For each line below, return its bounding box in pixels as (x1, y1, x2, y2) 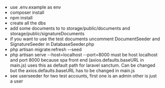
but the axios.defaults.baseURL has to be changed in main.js (9, 68, 135, 74)
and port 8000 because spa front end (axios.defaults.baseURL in (9, 57, 144, 63)
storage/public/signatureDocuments (9, 31, 85, 36)
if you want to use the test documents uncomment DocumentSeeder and (9, 36, 160, 42)
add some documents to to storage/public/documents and (9, 25, 130, 31)
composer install (9, 9, 44, 15)
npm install (9, 15, 33, 20)
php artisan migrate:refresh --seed (9, 47, 82, 52)
